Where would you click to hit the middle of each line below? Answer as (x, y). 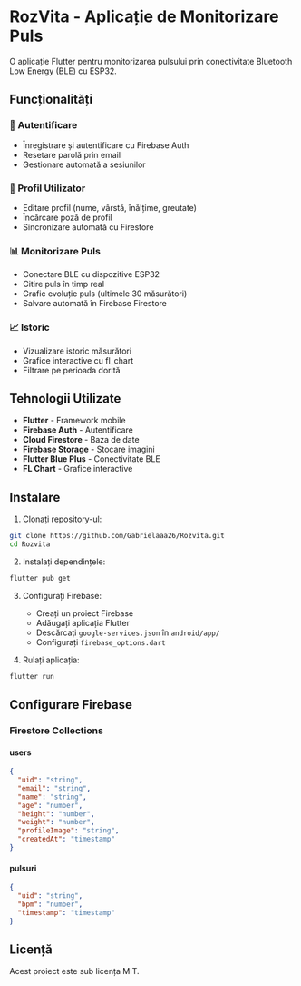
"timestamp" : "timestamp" (67, 912)
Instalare (35, 497)
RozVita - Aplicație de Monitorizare (144, 17)
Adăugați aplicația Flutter (83, 622)
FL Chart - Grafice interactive (78, 469)
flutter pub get (40, 578)
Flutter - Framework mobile (74, 421)
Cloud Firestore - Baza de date (81, 440)
